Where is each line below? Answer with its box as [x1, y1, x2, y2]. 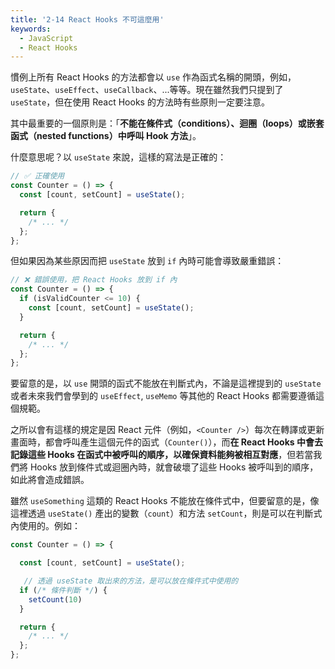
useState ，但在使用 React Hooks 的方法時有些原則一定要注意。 [10, 96, 270, 108]
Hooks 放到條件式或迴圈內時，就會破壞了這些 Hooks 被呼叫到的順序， [29, 461, 319, 473]
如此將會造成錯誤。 [10, 474, 90, 486]
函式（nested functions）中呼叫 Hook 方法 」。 [10, 130, 202, 142]
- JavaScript [19, 33, 74, 43]
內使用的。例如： [10, 520, 81, 532]
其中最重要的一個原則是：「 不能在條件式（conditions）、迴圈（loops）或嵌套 [10, 117, 325, 130]
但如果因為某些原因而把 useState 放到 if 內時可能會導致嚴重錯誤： [10, 255, 285, 267]
